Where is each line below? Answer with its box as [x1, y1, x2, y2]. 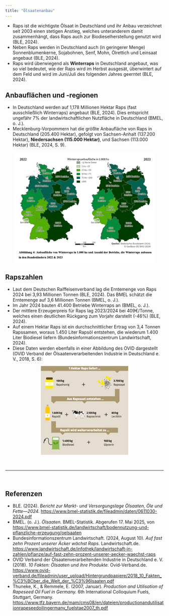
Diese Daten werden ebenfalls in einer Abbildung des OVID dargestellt [12, 345, 158, 351]
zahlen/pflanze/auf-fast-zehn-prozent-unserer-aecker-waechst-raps [12, 551, 156, 557]
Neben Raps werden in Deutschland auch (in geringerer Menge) [12, 44, 145, 50]
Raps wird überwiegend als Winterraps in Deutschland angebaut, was [12, 60, 158, 66]
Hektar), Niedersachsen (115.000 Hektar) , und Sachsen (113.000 [12, 136, 148, 143]
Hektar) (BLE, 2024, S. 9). [12, 142, 66, 148]
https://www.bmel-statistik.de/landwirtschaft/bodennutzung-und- [12, 525, 149, 531]
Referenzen [5, 489, 43, 498]
